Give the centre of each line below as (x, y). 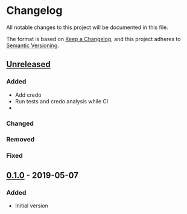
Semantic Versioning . (33, 45)
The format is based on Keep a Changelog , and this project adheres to (93, 39)
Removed (21, 140)
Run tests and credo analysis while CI (62, 101)
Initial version (31, 206)
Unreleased (29, 64)
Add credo (28, 95)
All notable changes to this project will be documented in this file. (87, 27)
